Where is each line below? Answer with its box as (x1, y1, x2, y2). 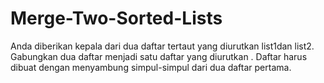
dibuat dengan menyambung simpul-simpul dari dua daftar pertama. (10, 61, 292, 73)
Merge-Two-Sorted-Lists (10, 7, 223, 30)
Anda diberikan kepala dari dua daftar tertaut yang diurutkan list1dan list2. (10, 40, 315, 52)
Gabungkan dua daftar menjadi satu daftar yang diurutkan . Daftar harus (10, 50, 308, 62)
